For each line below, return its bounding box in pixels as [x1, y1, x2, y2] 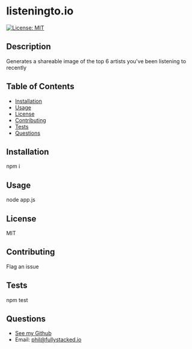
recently [6, 64, 27, 71]
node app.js [6, 196, 36, 203]
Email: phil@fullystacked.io [14, 336, 82, 344]
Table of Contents [6, 81, 75, 91]
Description [6, 42, 51, 52]
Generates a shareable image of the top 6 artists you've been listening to [6, 57, 187, 64]
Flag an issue [6, 263, 39, 270]
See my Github [14, 330, 52, 337]
